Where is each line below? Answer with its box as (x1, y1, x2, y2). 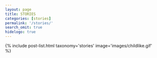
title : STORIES (5, 12, 36, 16)
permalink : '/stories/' (5, 20, 54, 26)
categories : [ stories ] (5, 16, 51, 21)
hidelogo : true (5, 29, 36, 34)
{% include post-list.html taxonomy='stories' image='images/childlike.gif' (5, 43, 153, 48)
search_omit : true (5, 25, 42, 30)
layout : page (5, 7, 32, 12)
